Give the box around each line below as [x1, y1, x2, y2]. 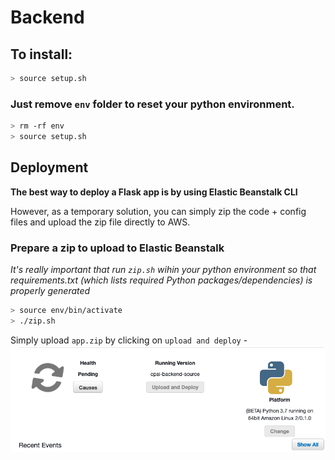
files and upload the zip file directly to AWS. [10, 216, 191, 228]
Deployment [10, 159, 89, 176]
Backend [10, 6, 85, 29]
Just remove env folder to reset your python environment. [10, 97, 295, 111]
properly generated [10, 285, 91, 297]
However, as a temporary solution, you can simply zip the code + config [10, 205, 307, 217]
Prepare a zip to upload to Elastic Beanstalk [10, 241, 225, 255]
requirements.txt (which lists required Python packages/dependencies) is [10, 274, 313, 286]
